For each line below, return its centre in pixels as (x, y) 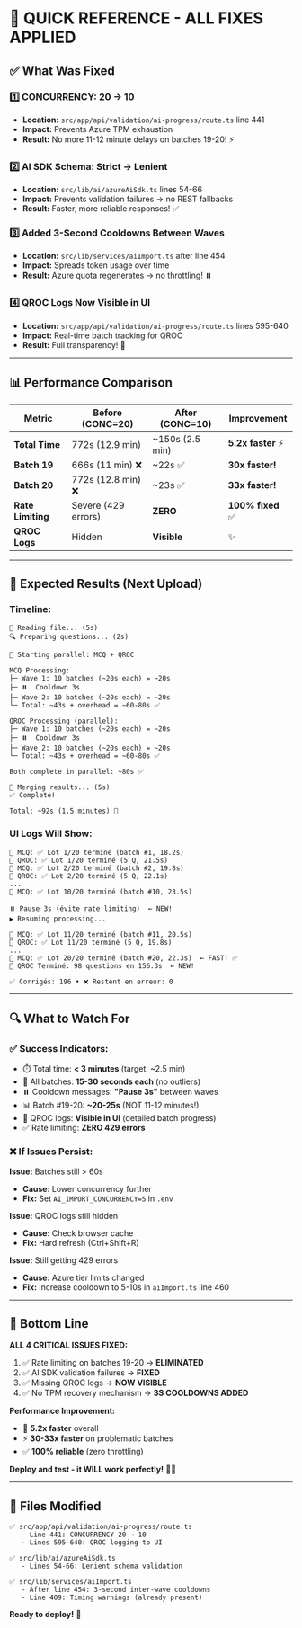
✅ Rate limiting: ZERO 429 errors (84, 1128)
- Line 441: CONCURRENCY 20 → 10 (84, 1535)
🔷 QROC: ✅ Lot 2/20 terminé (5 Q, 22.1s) (89, 876)
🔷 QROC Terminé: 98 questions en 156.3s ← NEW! (102, 965)
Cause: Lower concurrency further (87, 1188)
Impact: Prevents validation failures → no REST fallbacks (128, 199)
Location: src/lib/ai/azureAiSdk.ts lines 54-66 (112, 190)
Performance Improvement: (62, 1411)
